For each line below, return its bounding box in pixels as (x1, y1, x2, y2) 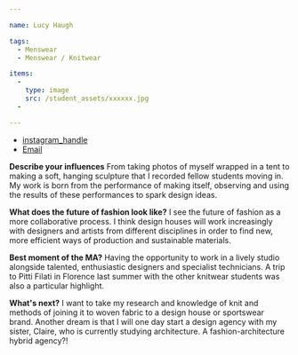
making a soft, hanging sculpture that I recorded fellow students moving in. (9, 170, 284, 181)
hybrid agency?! (9, 335, 68, 346)
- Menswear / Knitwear (17, 53, 101, 62)
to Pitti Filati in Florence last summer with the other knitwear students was (9, 271, 280, 281)
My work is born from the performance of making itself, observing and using (9, 179, 290, 191)
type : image (25, 86, 69, 95)
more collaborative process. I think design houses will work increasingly (9, 216, 273, 226)
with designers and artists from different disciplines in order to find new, (9, 225, 273, 236)
